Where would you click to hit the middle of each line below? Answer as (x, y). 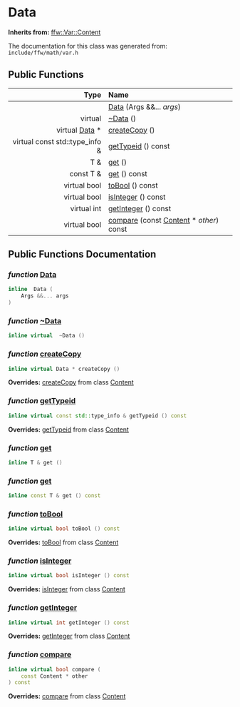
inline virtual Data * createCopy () (64, 369)
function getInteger (43, 608)
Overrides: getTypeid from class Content (68, 429)
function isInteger (40, 561)
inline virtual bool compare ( (54, 669)
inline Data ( (31, 290)
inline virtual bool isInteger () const (69, 576)
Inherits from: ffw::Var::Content (54, 32)
